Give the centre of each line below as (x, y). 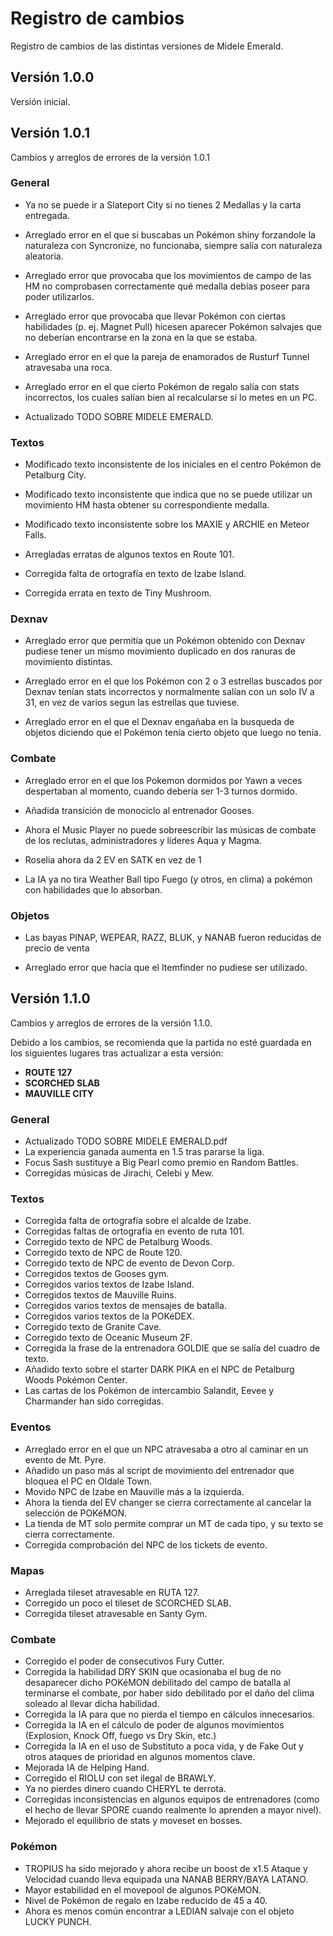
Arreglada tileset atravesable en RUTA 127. (112, 1593)
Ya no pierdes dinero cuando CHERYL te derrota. (125, 1789)
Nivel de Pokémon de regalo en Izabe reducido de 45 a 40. (146, 1900)
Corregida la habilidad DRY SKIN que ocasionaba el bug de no (153, 1672)
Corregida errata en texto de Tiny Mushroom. (118, 593)
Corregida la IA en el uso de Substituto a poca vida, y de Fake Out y (164, 1746)
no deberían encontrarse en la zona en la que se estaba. (141, 337)
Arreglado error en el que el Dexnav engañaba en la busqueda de (159, 722)
